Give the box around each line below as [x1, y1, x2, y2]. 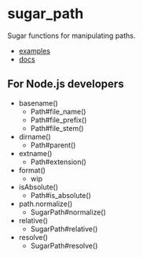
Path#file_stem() [30, 123, 84, 133]
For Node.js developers [7, 77, 124, 91]
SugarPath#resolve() [30, 241, 98, 250]
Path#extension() [30, 157, 87, 166]
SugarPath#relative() [30, 224, 98, 234]
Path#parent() [30, 140, 76, 150]
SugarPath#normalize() [30, 207, 107, 217]
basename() [18, 98, 58, 107]
